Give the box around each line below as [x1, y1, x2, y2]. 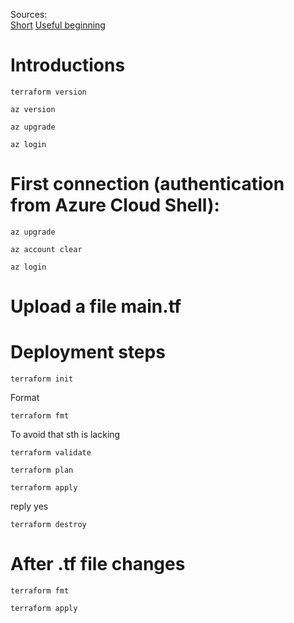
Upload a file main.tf [10, 295, 182, 318]
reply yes [10, 500, 49, 512]
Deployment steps [10, 341, 166, 364]
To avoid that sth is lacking [10, 429, 121, 440]
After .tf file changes [10, 553, 186, 576]
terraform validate [10, 448, 92, 458]
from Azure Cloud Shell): [10, 194, 220, 217]
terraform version [10, 87, 87, 97]
